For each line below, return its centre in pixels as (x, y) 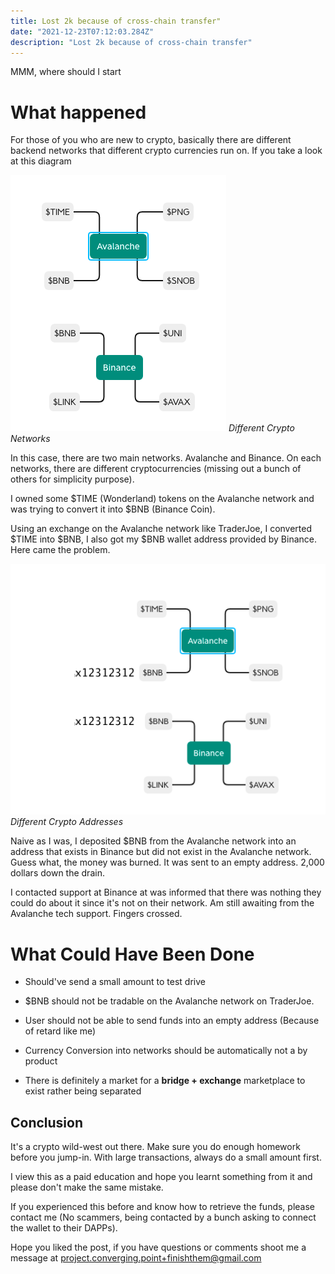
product (41, 1061)
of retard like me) (60, 1031)
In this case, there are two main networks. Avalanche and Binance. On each (166, 458)
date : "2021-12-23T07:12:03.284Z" (82, 31)
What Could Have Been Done (132, 954)
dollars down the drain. (57, 873)
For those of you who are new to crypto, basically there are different (151, 140)
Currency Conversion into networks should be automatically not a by (166, 1051)
